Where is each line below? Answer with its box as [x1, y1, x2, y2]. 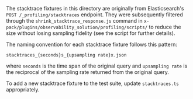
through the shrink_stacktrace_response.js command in [6, 17, 143, 24]
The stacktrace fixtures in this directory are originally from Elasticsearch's [6, 5, 184, 12]
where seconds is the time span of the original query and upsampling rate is [6, 62, 188, 69]
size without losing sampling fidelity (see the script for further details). [6, 30, 175, 37]
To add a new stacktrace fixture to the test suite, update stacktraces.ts [6, 80, 180, 87]
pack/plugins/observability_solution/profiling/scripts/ [6, 24, 148, 30]
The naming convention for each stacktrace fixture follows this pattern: [6, 41, 177, 48]
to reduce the [149, 23, 181, 30]
